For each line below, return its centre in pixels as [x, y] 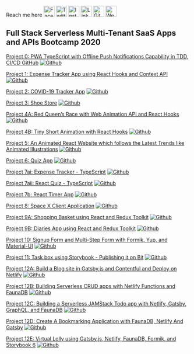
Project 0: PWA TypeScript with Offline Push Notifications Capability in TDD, [97, 56]
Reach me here [24, 15]
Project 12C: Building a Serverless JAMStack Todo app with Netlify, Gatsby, [96, 303]
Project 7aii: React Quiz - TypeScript [50, 183]
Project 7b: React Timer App [40, 194]
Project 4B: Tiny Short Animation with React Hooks [67, 131]
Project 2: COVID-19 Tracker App [46, 91]
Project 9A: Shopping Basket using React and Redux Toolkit [77, 217]
